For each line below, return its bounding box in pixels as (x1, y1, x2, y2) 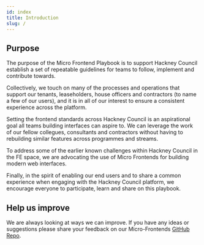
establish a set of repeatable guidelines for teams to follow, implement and (6, 66, 194, 73)
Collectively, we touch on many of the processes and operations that (6, 84, 180, 92)
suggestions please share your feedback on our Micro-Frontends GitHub (6, 225, 190, 233)
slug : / (6, 20, 26, 26)
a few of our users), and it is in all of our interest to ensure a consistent (6, 97, 185, 105)
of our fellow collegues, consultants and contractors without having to (6, 129, 184, 136)
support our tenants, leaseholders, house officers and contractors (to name (6, 91, 197, 98)
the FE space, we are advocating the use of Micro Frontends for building (6, 154, 189, 161)
